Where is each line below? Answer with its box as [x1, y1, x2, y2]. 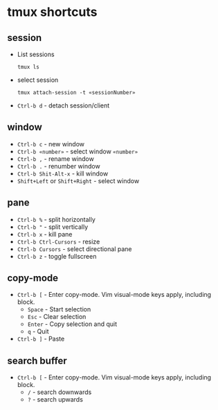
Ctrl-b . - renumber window [17, 162, 100, 170]
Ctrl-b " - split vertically [17, 223, 89, 231]
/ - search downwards [27, 388, 92, 396]
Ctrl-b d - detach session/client [17, 101, 110, 110]
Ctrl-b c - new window [17, 139, 85, 148]
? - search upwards [27, 395, 83, 404]
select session [17, 76, 59, 84]
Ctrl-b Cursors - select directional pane [17, 244, 132, 253]
